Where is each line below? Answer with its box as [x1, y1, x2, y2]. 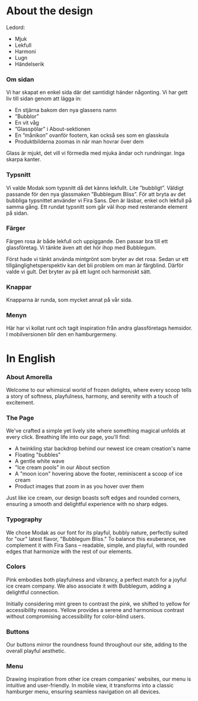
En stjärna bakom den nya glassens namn [14, 107, 117, 114]
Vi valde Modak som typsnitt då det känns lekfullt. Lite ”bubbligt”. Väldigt [6, 184, 184, 191]
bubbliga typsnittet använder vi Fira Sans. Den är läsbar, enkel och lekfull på [6, 197, 192, 204]
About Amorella [6, 372, 53, 381]
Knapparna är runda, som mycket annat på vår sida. [6, 297, 133, 304]
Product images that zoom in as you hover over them [14, 483, 144, 490]
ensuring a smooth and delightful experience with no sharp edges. [6, 501, 169, 508]
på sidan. [6, 209, 29, 216]
